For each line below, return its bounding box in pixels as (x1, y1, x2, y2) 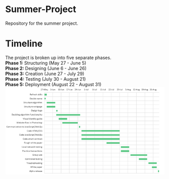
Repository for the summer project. (5, 20, 78, 26)
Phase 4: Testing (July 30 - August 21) (5, 76, 86, 82)
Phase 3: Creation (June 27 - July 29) (5, 71, 85, 77)
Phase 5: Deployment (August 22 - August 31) (5, 81, 102, 87)
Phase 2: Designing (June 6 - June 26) (5, 65, 87, 71)
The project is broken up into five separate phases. (5, 54, 111, 61)
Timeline (5, 38, 43, 49)
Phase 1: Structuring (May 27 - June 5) (5, 59, 87, 66)
